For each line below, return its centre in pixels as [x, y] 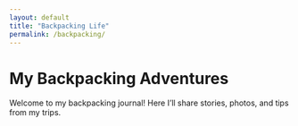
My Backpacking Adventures [119, 78]
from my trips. [35, 113]
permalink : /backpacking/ [57, 34]
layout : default [39, 17]
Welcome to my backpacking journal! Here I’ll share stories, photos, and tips [149, 103]
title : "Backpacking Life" [59, 26]
